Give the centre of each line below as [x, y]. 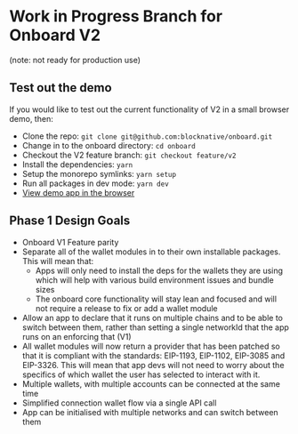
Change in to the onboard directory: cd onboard [109, 145]
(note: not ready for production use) [75, 60]
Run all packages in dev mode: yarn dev [95, 183]
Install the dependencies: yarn [77, 164]
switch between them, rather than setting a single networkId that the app [155, 327]
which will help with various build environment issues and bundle [154, 280]
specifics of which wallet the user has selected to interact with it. [141, 374]
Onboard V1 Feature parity [70, 242]
